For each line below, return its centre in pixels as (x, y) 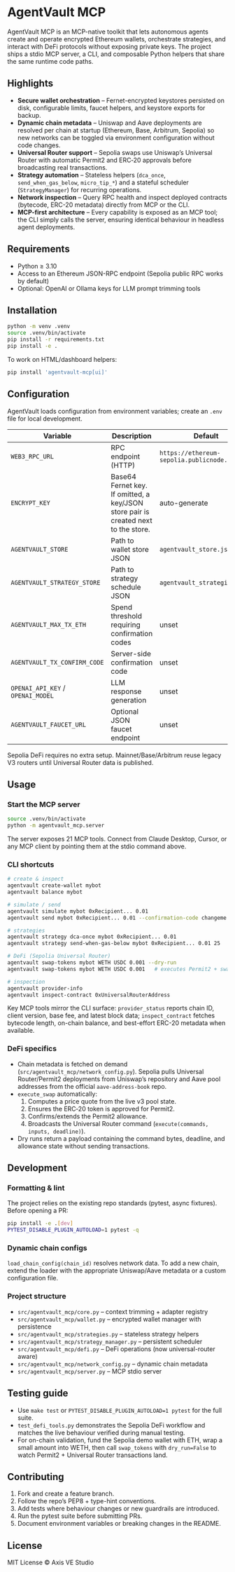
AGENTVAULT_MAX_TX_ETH (48, 624)
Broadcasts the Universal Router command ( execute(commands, (118, 1123)
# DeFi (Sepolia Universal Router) (59, 956)
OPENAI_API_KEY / (38, 688)
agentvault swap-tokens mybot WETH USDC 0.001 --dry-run (92, 963)
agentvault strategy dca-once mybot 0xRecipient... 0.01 (92, 937)
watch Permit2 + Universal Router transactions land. (92, 1455)
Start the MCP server (44, 804)
